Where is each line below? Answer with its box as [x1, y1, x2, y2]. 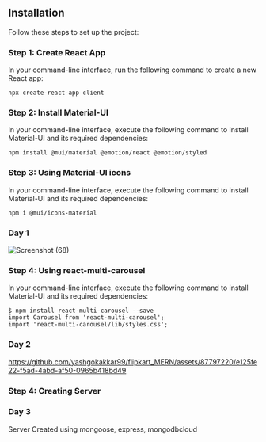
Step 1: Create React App [8, 47, 106, 58]
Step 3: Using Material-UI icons [8, 167, 131, 178]
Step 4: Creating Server [8, 385, 101, 396]
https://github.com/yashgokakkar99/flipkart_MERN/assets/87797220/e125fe [8, 356, 258, 367]
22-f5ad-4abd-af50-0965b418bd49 [8, 365, 127, 375]
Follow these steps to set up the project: [8, 27, 139, 36]
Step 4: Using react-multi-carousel [8, 265, 146, 276]
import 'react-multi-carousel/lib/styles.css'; [8, 321, 169, 329]
